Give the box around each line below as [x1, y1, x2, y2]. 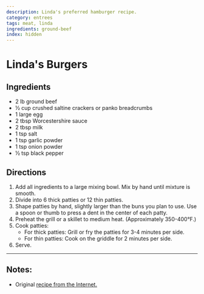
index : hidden [6, 32, 42, 38]
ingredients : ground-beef [6, 26, 72, 32]
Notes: [6, 265, 32, 275]
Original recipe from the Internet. [15, 281, 97, 288]
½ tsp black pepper [15, 149, 64, 157]
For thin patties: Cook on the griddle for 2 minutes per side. [24, 234, 172, 242]
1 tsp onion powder [15, 143, 63, 151]
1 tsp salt [15, 130, 38, 137]
